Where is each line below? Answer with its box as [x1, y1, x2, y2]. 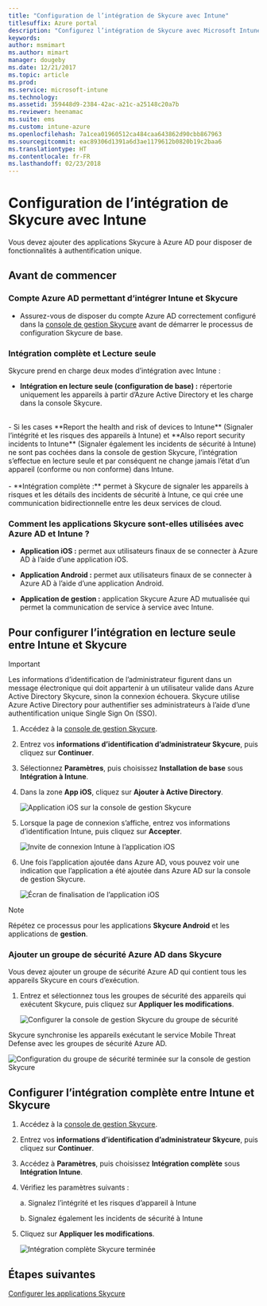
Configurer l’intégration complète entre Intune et [8, 1085, 255, 1100]
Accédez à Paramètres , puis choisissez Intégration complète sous [19, 1159, 241, 1168]
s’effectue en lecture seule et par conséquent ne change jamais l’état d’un [8, 456, 250, 466]
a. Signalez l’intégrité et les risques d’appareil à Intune [19, 1198, 197, 1208]
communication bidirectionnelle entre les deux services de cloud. [8, 499, 222, 508]
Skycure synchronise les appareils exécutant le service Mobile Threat [8, 1030, 236, 1040]
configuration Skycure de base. [19, 327, 123, 337]
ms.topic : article [8, 71, 69, 79]
